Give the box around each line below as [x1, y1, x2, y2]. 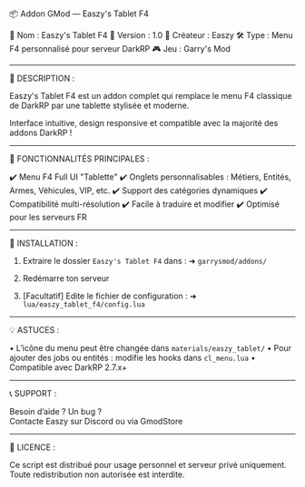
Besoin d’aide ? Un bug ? [9, 406, 103, 416]
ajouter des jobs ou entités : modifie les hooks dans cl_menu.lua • [9, 353, 256, 363]
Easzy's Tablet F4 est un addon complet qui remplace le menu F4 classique [9, 91, 292, 101]
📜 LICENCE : [9, 442, 56, 453]
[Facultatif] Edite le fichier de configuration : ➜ [22, 290, 197, 301]
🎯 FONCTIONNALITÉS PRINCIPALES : [9, 153, 150, 164]
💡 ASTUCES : [9, 325, 60, 335]
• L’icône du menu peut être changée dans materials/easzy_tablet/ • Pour [9, 343, 292, 353]
